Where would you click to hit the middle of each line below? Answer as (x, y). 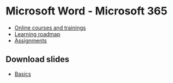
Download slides (38, 59)
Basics (23, 74)
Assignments (31, 40)
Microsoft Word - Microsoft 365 (86, 11)
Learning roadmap (37, 34)
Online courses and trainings (50, 28)
